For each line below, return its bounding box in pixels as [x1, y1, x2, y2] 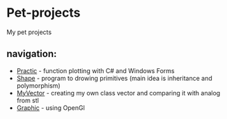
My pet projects [6, 28, 52, 36]
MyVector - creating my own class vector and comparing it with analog [16, 88, 221, 97]
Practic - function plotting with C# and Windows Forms [16, 66, 175, 74]
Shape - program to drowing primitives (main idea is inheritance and [16, 74, 213, 82]
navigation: [6, 48, 57, 60]
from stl [16, 96, 39, 104]
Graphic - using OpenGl [16, 103, 85, 112]
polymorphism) [16, 81, 61, 90]
